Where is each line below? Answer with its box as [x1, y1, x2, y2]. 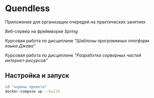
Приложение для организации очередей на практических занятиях [5, 19, 146, 25]
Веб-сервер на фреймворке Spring [5, 28, 78, 34]
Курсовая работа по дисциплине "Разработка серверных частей [5, 52, 141, 58]
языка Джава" [5, 43, 36, 49]
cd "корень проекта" [5, 84, 47, 89]
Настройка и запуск [5, 71, 70, 80]
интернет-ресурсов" [5, 57, 48, 63]
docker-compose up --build [5, 89, 60, 94]
